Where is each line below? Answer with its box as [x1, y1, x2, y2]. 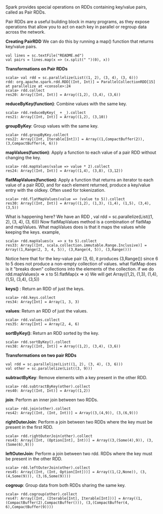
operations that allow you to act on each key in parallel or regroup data [5, 24, 147, 30]
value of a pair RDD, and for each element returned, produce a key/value [5, 182, 150, 188]
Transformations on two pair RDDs [5, 352, 77, 358]
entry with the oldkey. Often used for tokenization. [5, 187, 106, 193]
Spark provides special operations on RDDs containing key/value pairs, [5, 4, 147, 10]
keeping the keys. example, [5, 229, 60, 235]
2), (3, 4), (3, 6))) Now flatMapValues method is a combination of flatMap [5, 219, 151, 224]
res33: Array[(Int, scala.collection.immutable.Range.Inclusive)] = [5, 243, 147, 248]
